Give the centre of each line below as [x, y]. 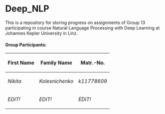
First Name [21, 63]
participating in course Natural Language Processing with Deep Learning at [82, 27]
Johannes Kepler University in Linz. [42, 33]
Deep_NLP [27, 9]
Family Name [56, 63]
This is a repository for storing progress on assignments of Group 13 [75, 22]
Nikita [14, 81]
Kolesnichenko [56, 81]
